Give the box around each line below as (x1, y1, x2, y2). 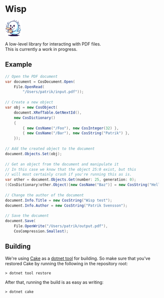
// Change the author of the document (5, 192, 84, 198)
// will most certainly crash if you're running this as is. (5, 172, 132, 177)
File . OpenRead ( (14, 84, 45, 89)
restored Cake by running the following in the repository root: (5, 260, 128, 266)
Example (5, 60, 32, 69)
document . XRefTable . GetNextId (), (14, 110, 82, 115)
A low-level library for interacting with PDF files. (5, 41, 102, 47)
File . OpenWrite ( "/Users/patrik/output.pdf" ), (14, 224, 108, 229)
